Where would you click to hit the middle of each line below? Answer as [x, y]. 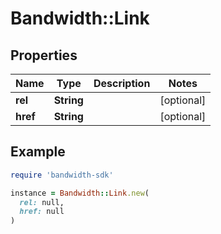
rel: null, [42, 202]
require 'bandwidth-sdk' [62, 175]
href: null [42, 212]
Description [122, 83]
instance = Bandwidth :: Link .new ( [80, 193]
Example [38, 152]
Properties [44, 55]
